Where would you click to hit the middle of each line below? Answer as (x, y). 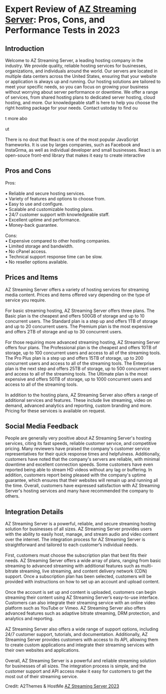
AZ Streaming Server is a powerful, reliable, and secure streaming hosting (81, 524)
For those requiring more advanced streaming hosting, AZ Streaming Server (83, 342)
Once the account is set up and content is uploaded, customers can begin (81, 592)
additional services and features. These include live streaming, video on (79, 400)
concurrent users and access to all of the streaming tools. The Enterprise (80, 363)
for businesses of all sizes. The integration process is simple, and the (76, 666)
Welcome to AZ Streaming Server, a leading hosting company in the (74, 60)
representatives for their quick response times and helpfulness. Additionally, (83, 454)
